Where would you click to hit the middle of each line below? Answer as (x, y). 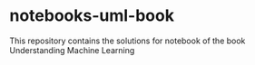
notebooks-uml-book (92, 16)
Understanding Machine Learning (72, 50)
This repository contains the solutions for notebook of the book (127, 41)
